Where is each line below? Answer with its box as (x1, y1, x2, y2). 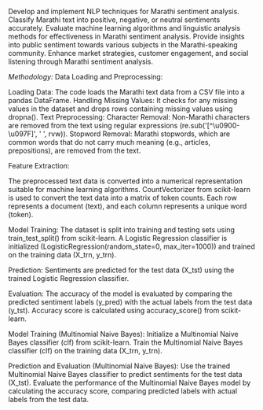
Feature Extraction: (8, 161, 70, 170)
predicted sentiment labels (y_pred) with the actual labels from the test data (8, 297, 253, 306)
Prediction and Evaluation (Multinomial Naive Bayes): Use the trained (8, 361, 231, 371)
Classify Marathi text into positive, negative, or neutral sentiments (8, 15, 221, 24)
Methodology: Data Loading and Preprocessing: (8, 72, 163, 81)
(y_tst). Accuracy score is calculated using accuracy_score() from (8, 306, 220, 315)
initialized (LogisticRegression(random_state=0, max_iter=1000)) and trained (8, 242, 255, 251)
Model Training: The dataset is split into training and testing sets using (8, 225, 236, 235)
